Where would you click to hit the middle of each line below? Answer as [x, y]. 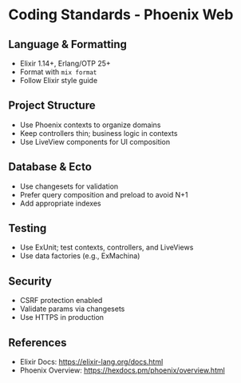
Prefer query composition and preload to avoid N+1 [104, 194]
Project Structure [52, 106]
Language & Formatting [68, 44]
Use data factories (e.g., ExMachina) [80, 256]
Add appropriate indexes [60, 203]
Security [30, 281]
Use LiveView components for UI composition [95, 142]
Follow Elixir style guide [59, 80]
